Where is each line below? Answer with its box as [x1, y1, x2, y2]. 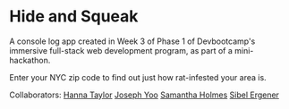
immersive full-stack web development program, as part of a [9, 45, 233, 55]
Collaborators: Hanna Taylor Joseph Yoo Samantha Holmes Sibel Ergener [9, 89, 280, 100]
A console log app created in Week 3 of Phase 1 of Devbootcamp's [9, 36, 256, 46]
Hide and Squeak [9, 6, 139, 27]
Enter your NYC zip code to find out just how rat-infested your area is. [9, 71, 267, 82]
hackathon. [9, 54, 51, 65]
